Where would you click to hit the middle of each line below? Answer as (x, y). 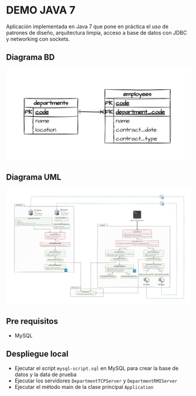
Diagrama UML (34, 177)
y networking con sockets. (38, 39)
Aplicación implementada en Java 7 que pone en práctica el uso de (87, 26)
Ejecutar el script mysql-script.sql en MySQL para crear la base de (97, 368)
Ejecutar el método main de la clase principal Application (84, 387)
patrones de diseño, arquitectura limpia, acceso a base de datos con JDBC (97, 32)
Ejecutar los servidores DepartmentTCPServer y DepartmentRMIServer (96, 380)
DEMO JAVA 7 (41, 10)
